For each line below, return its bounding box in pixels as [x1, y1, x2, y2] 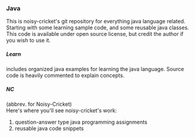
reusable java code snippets [14, 125, 84, 132]
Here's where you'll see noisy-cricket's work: [6, 107, 117, 114]
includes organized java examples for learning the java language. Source [6, 66, 184, 73]
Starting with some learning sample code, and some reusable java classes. [6, 24, 189, 31]
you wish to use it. [6, 37, 51, 44]
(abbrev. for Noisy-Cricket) [6, 100, 73, 108]
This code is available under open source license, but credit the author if [6, 30, 184, 38]
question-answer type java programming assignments [14, 118, 147, 126]
